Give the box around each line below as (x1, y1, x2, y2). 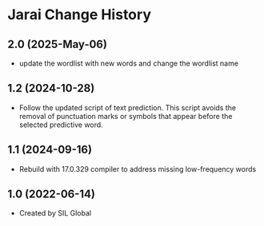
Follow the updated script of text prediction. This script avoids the (18, 102, 237, 113)
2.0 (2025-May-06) (7, 38, 107, 51)
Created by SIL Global (18, 208, 92, 218)
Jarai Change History (7, 6, 151, 24)
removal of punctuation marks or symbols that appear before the (18, 111, 233, 121)
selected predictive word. (18, 120, 103, 129)
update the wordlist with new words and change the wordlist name (18, 58, 239, 68)
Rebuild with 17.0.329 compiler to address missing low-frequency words (18, 164, 257, 173)
